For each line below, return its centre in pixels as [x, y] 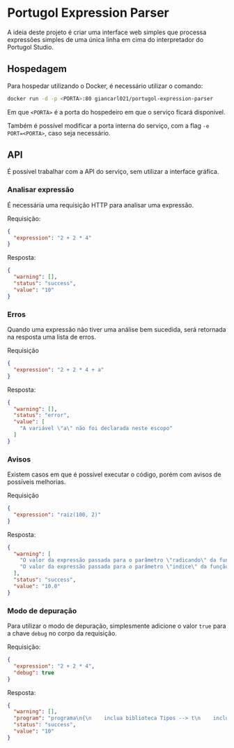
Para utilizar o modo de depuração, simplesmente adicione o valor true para [117, 626]
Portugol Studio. [31, 47]
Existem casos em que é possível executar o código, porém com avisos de [114, 475]
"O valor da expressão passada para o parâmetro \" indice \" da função [124, 567]
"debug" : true [34, 673]
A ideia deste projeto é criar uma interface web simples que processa [107, 32]
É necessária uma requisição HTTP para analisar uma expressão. [100, 205]
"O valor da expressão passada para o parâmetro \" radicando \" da [118, 560]
